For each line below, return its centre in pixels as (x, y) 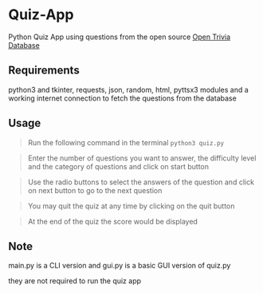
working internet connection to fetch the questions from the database (122, 98)
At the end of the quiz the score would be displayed (112, 221)
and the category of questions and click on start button (118, 166)
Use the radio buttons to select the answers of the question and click (141, 182)
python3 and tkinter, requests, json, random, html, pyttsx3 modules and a (128, 89)
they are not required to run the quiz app (75, 281)
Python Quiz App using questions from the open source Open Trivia (120, 37)
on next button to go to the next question (95, 190)
